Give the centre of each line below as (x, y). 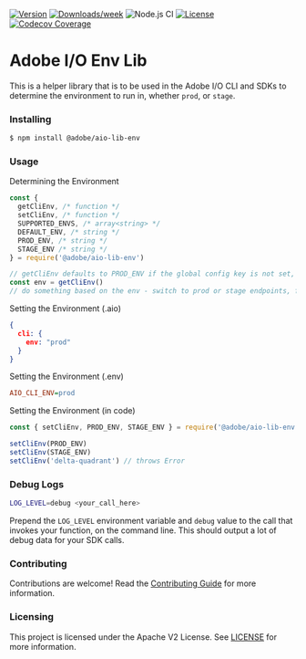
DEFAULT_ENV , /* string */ (69, 232)
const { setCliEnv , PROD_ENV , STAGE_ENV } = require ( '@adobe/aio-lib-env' (154, 428)
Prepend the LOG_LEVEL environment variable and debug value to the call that (151, 520)
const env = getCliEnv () (56, 283)
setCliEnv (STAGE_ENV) (51, 453)
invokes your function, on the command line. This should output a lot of (143, 530)
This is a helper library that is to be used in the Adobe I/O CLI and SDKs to (148, 86)
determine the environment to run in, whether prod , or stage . (122, 95)
